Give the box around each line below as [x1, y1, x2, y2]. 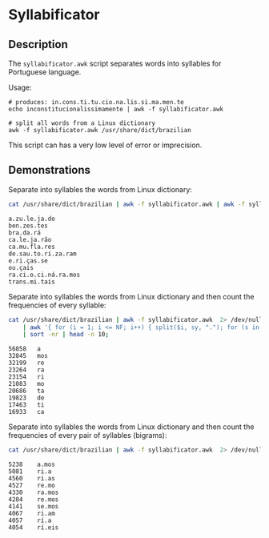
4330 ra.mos [8, 488, 59, 497]
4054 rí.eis [8, 524, 59, 532]
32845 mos [8, 352, 48, 360]
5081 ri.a [8, 468, 52, 476]
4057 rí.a [8, 516, 52, 525]
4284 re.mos [8, 496, 59, 504]
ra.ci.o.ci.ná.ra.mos [8, 271, 81, 279]
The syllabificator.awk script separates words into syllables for [8, 58, 222, 68]
